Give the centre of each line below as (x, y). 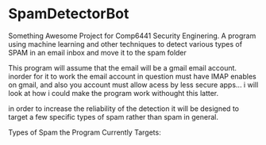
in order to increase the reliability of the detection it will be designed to (124, 109)
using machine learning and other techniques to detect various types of (125, 44)
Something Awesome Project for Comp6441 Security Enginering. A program (132, 36)
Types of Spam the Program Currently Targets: (85, 132)
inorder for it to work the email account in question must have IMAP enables (132, 76)
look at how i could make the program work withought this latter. (114, 93)
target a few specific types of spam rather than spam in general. (113, 116)
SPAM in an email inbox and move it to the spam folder (97, 52)
